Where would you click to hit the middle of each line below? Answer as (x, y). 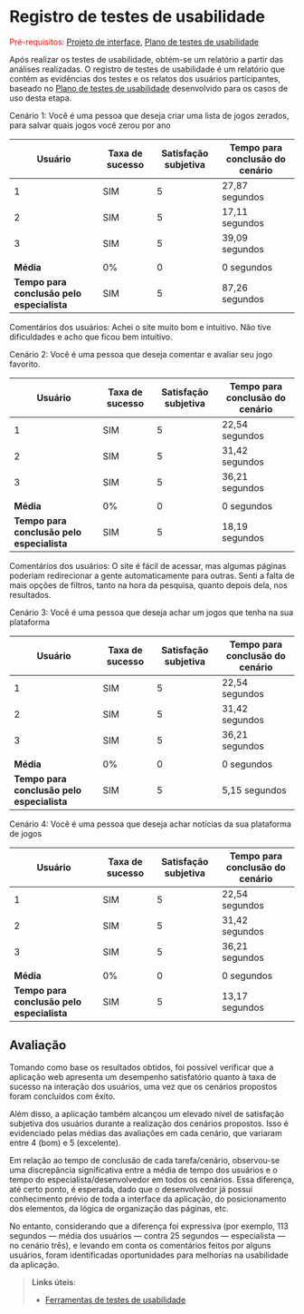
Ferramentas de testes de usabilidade (115, 1299)
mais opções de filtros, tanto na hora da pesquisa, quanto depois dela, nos (148, 585)
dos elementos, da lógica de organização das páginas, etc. (119, 1208)
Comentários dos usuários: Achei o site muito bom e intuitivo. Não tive (140, 327)
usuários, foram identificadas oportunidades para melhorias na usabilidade (149, 1255)
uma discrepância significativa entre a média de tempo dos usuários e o (143, 1170)
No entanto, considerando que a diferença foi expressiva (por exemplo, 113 (149, 1226)
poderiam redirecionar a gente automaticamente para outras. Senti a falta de (152, 575)
